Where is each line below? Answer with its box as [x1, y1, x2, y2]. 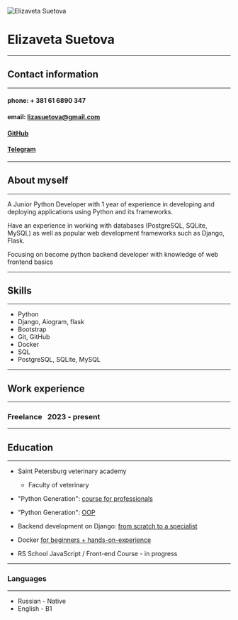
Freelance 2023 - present [7, 412, 101, 422]
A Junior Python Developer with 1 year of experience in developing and [7, 199, 215, 209]
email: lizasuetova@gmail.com [7, 112, 101, 121]
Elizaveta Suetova [7, 32, 115, 48]
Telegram [7, 145, 36, 154]
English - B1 [17, 604, 52, 613]
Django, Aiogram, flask [17, 318, 85, 326]
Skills [7, 284, 32, 297]
